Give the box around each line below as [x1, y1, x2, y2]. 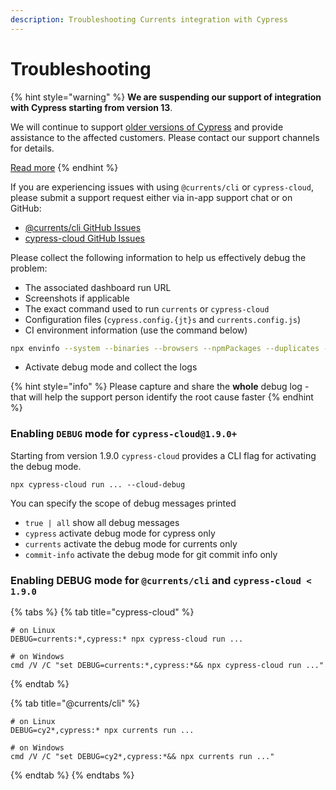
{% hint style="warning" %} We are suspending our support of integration [10, 91, 322, 103]
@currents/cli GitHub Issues [24, 221, 142, 233]
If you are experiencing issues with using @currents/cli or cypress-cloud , [10, 181, 314, 193]
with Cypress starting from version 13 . [10, 101, 173, 113]
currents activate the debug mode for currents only [24, 537, 238, 550]
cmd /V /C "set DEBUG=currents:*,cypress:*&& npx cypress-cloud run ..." [10, 661, 325, 671]
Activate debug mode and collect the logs [24, 361, 198, 373]
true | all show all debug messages [24, 516, 180, 528]
